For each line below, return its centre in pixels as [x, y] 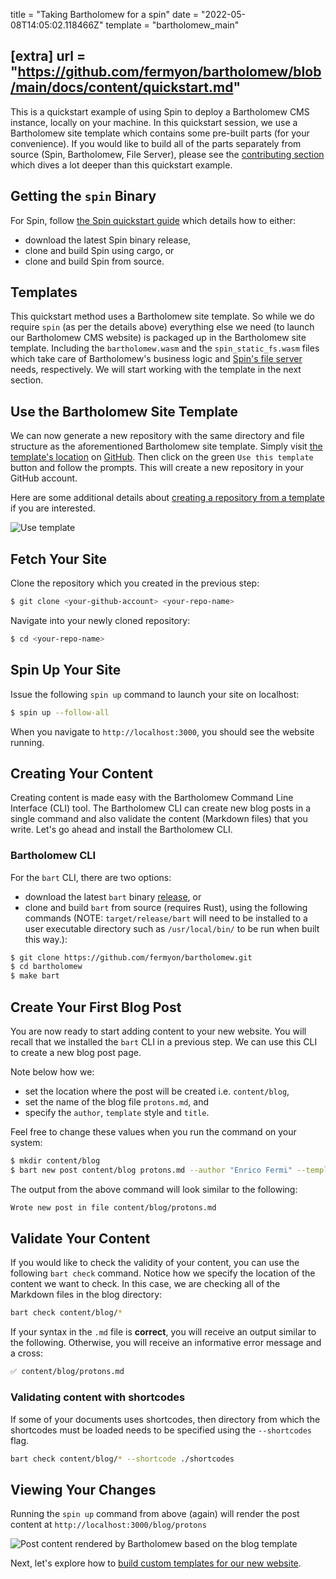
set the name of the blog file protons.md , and [117, 1102]
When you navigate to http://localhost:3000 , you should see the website [162, 731]
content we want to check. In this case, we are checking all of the [145, 1284]
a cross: [27, 1353]
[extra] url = [48, 56]
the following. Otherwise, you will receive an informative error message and [166, 1343]
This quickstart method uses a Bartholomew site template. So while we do [162, 316]
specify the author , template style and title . [117, 1113]
